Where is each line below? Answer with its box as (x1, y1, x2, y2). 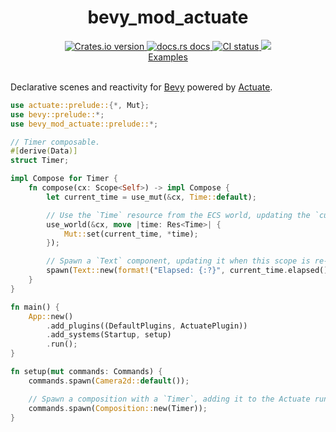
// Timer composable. (10, 137, 101, 147)
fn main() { (10, 302, 60, 312)
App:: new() (28, 311, 74, 321)
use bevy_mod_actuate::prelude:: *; (10, 119, 159, 129)
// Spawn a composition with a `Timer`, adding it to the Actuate (28, 394, 311, 404)
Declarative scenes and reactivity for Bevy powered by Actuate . (10, 81, 273, 93)
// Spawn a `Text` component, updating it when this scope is (46, 256, 311, 266)
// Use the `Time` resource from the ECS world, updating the (46, 210, 311, 220)
